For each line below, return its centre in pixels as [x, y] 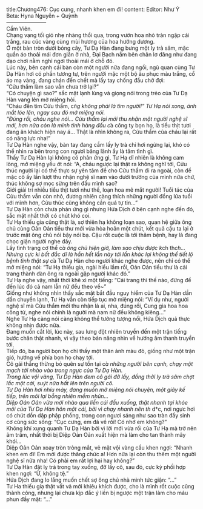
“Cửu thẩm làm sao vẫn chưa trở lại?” [52, 87]
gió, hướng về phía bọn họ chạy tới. [50, 357]
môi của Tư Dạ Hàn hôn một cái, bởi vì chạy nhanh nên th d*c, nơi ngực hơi [101, 409]
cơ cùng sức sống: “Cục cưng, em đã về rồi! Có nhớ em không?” [87, 422]
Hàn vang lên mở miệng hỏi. [41, 99]
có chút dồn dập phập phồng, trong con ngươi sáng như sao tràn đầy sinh [98, 415]
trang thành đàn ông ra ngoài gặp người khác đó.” [68, 274]
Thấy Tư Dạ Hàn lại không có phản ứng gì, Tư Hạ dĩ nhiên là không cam [95, 157]
